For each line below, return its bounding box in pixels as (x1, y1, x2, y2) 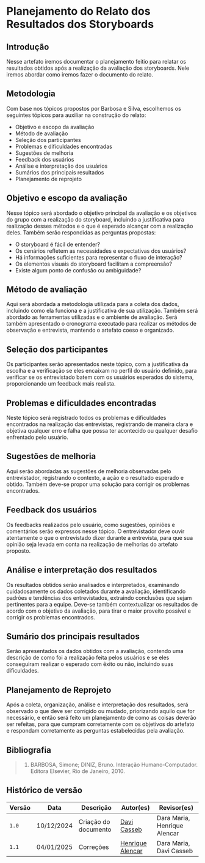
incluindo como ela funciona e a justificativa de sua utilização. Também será (6, 307, 198, 315)
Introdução (6, 42, 49, 52)
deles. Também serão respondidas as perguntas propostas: (6, 228, 156, 236)
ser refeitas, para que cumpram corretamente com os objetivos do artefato (6, 720, 195, 728)
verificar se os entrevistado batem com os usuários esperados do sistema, (6, 373, 194, 381)
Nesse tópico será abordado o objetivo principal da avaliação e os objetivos (6, 209, 197, 217)
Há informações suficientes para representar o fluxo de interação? (15, 253, 182, 261)
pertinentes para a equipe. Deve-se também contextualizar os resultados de (6, 600, 198, 608)
